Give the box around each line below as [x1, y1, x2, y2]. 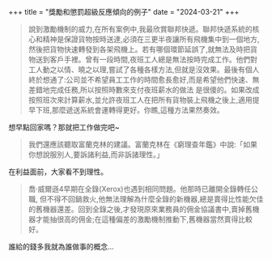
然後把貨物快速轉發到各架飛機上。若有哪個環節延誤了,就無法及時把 [28, 45, 251, 54]
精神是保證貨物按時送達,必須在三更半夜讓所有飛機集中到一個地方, [42, 35, 260, 44]
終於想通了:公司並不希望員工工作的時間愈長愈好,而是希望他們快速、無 [28, 75, 260, 84]
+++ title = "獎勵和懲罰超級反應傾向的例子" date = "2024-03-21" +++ [8, 7, 240, 16]
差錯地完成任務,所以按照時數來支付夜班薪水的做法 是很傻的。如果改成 [28, 85, 260, 95]
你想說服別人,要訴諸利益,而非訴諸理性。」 [28, 150, 164, 159]
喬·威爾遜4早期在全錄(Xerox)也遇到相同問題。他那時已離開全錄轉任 [28, 185, 252, 193]
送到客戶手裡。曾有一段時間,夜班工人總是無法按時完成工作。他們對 [35, 55, 257, 64]
